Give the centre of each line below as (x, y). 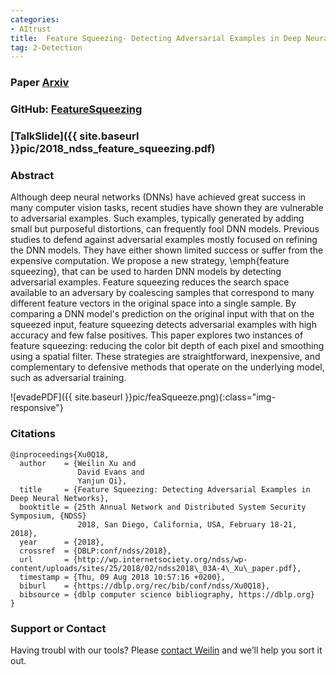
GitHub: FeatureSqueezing (76, 109)
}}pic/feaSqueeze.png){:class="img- (200, 397)
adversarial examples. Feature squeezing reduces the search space (150, 282)
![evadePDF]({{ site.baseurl (66, 397)
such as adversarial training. (68, 378)
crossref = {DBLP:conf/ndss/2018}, (95, 551)
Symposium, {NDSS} (48, 516)
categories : (35, 19)
